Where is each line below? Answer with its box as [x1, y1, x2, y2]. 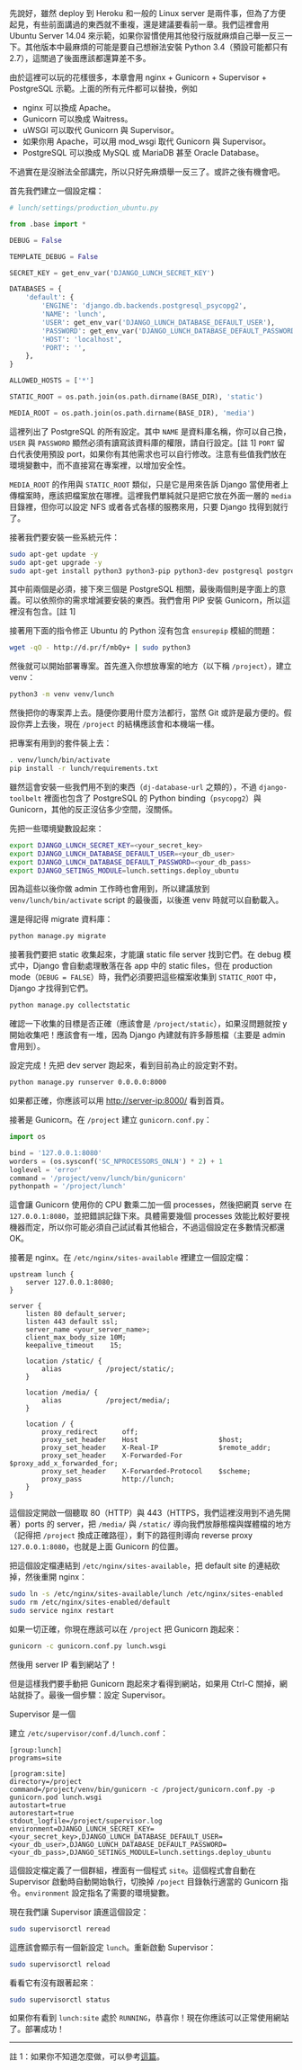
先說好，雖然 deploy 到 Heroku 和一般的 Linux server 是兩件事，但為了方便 [9, 8, 286, 18]
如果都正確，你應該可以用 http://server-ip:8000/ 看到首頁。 [9, 1096, 229, 1106]
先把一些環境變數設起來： [9, 822, 104, 834]
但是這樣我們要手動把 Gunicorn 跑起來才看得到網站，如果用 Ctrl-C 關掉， [9, 1678, 280, 1689]
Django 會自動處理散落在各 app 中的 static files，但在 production [32, 961, 273, 972]
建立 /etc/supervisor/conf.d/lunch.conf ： [9, 1727, 169, 1738]
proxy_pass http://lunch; [41, 1474, 175, 1484]
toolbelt [9, 794, 42, 803]
